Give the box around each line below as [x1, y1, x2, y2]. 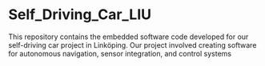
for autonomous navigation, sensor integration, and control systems [8, 49, 232, 58]
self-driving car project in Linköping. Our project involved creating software [8, 40, 257, 49]
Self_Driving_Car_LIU [8, 6, 152, 24]
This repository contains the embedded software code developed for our [8, 32, 249, 41]
